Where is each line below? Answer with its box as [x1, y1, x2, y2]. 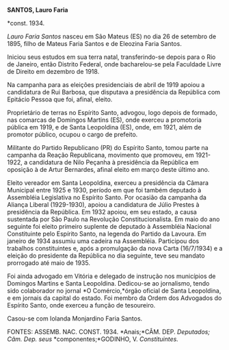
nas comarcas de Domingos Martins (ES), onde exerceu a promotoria [7, 116, 202, 124]
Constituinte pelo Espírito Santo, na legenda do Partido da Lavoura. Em [7, 229, 207, 238]
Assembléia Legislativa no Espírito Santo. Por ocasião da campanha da [7, 193, 207, 201]
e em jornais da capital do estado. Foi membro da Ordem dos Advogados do [7, 294, 222, 302]
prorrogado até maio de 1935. [7, 259, 91, 266]
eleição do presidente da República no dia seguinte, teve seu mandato [7, 251, 205, 260]
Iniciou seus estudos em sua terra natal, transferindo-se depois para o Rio [7, 53, 216, 61]
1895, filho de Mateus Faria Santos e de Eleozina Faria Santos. [7, 40, 183, 47]
